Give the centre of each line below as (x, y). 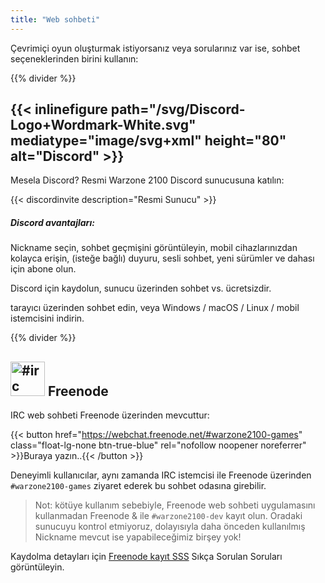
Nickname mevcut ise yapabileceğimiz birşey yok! (138, 537)
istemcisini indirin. (47, 318)
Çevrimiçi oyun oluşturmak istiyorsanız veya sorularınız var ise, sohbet (155, 48)
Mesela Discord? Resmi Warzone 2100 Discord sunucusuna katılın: (147, 180)
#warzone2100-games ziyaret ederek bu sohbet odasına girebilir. (138, 486)
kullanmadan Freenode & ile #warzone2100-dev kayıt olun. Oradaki (168, 516)
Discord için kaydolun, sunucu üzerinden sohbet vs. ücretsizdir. (141, 288)
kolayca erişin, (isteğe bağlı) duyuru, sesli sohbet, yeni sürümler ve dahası (162, 258)
